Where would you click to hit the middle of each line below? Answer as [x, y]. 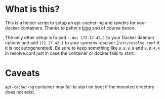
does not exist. [20, 92]
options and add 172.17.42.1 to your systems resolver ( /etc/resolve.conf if [82, 42]
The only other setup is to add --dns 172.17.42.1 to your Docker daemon [80, 37]
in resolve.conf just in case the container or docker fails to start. [70, 53]
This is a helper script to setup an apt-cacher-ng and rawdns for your [76, 23]
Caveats [22, 73]
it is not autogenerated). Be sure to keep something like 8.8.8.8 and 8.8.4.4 [82, 48]
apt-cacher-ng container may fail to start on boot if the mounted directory [80, 87]
